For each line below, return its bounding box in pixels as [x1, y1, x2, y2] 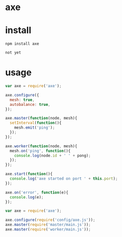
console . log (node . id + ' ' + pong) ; [14, 153, 91, 158]
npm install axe [5, 41, 39, 46]
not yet [5, 50, 22, 55]
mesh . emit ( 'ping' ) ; [14, 125, 55, 130]
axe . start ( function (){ [5, 171, 53, 176]
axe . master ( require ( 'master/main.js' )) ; [5, 222, 91, 227]
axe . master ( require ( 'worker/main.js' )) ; [5, 227, 91, 232]
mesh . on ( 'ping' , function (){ [10, 148, 71, 153]
